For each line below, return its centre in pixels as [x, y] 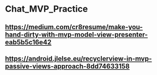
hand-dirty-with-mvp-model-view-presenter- [76, 34]
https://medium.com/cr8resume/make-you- [74, 27]
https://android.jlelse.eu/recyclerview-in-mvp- [78, 59]
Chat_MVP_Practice [47, 9]
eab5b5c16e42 [28, 42]
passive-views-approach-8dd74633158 [68, 66]
